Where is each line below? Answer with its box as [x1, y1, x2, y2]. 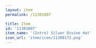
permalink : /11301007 [5, 12, 51, 17]
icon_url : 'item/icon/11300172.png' [5, 35, 83, 40]
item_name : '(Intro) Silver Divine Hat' [5, 31, 92, 36]
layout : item [5, 7, 33, 13]
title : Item [5, 21, 30, 26]
